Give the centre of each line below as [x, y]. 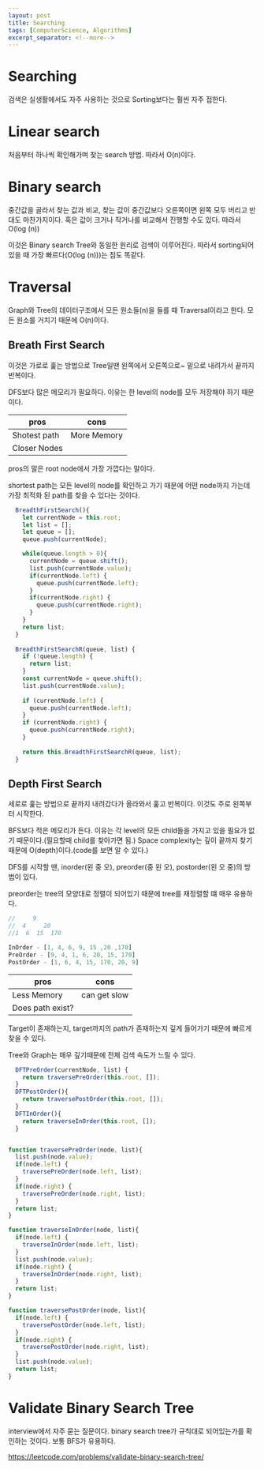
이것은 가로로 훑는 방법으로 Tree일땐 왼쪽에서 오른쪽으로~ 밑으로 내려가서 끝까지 [131, 365]
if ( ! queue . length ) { [58, 656]
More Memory [97, 435]
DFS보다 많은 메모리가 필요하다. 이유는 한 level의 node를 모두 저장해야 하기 [124, 392]
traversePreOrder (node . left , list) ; [83, 1172]
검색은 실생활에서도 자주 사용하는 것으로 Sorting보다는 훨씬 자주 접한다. [117, 100]
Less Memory [37, 994]
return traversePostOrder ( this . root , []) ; [93, 1099]
